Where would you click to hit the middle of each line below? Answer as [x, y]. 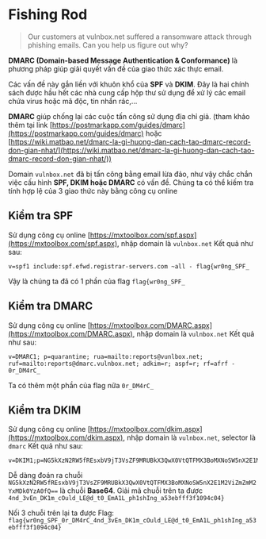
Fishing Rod [48, 15]
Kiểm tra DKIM [45, 410]
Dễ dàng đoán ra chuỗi [46, 475]
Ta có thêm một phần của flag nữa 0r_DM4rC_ [81, 385]
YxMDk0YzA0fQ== [33, 491]
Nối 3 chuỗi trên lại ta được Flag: [61, 513]
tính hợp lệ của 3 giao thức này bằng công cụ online [93, 191]
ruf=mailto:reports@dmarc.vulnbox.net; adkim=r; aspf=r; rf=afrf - [122, 364]
